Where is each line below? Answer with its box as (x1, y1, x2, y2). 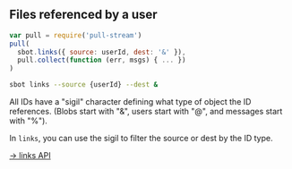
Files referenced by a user (9, 7, 159, 22)
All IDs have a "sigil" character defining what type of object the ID (9, 97, 252, 107)
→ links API (9, 150, 51, 161)
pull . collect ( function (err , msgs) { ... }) (17, 55, 186, 65)
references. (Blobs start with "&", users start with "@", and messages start (9, 106, 283, 117)
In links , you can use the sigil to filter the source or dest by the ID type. (9, 133, 273, 144)
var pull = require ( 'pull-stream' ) (9, 30, 142, 39)
